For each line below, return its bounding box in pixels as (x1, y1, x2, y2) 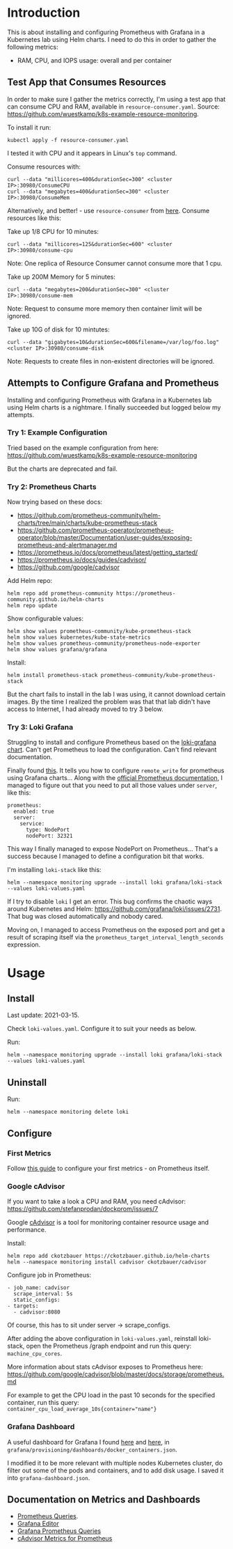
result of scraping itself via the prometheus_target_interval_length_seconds (7, 933, 224, 942)
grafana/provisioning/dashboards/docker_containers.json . (7, 1445, 177, 1454)
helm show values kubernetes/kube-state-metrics (7, 634, 151, 641)
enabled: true (13, 808, 54, 816)
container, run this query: (7, 1399, 80, 1407)
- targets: (7, 1302, 39, 1310)
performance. (7, 1226, 47, 1234)
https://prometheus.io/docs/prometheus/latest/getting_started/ (17, 548, 198, 556)
